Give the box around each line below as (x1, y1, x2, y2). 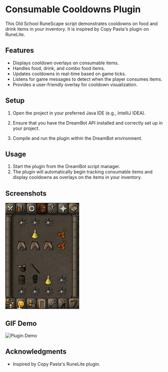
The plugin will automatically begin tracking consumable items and (12, 169, 153, 175)
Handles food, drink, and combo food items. (12, 65, 105, 71)
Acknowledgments (5, 347, 67, 356)
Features (5, 46, 34, 55)
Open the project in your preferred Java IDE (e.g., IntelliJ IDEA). (12, 110, 146, 116)
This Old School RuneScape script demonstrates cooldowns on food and (5, 20, 158, 27)
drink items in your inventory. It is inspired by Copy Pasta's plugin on (5, 26, 149, 32)
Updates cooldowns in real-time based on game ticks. (12, 71, 126, 77)
